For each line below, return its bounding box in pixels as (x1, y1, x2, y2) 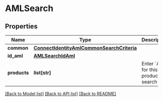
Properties (5, 22, 38, 30)
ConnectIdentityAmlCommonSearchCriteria (33, 44, 137, 51)
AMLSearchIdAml (33, 53, 75, 59)
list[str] (33, 70, 51, 76)
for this (141, 66, 158, 73)
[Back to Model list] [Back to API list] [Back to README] (5, 91, 116, 97)
